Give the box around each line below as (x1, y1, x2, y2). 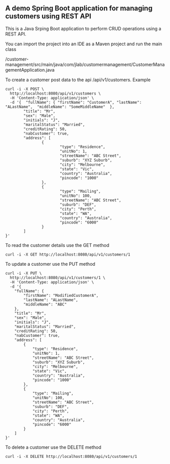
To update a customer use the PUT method (5, 261, 95, 267)
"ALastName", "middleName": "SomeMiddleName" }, (5, 104, 115, 109)
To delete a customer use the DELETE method (5, 444, 101, 450)
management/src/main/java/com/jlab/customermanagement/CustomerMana (5, 61, 165, 68)
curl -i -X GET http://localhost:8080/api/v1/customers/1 (5, 252, 130, 257)
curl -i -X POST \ (5, 86, 44, 91)
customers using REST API (5, 12, 91, 21)
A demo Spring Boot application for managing (5, 4, 153, 13)
